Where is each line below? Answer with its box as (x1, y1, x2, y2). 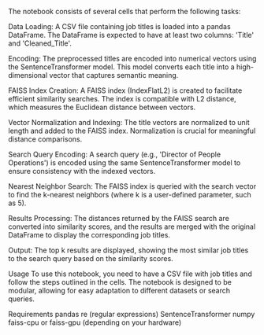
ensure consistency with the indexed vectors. (8, 167, 156, 175)
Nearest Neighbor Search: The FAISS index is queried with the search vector (8, 182, 257, 191)
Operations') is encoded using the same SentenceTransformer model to (8, 158, 241, 167)
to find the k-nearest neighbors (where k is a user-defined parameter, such (8, 190, 251, 199)
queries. (8, 294, 35, 304)
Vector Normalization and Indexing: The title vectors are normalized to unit (8, 118, 250, 127)
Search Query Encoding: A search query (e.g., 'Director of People (8, 149, 221, 159)
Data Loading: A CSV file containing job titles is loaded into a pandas (8, 22, 231, 31)
